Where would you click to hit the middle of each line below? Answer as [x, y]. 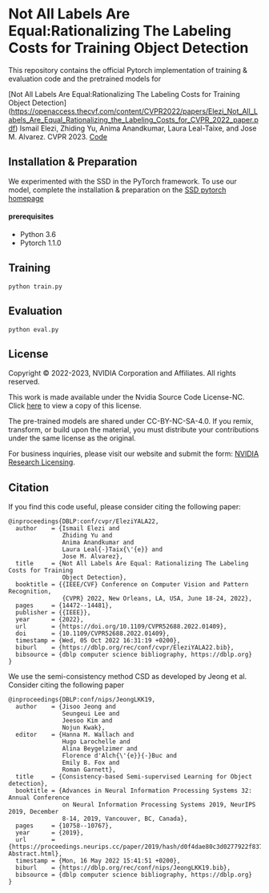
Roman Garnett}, [89, 770]
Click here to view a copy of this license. [75, 406]
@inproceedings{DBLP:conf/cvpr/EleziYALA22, [84, 521]
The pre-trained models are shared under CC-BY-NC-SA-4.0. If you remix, [131, 421]
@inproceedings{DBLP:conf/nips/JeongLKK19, [82, 700]
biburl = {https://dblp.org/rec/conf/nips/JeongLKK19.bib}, [123, 868]
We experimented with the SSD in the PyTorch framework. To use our [123, 181]
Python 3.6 [38, 234]
